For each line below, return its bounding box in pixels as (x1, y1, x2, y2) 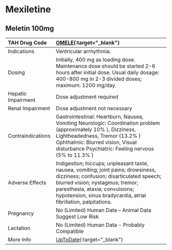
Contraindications (8, 132, 51, 139)
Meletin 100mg (5, 24, 54, 33)
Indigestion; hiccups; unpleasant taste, (56, 160, 148, 167)
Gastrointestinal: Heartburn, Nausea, (56, 113, 144, 120)
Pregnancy (8, 210, 34, 217)
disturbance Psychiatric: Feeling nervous (56, 145, 155, 152)
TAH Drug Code (8, 39, 47, 46)
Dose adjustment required (56, 93, 119, 100)
